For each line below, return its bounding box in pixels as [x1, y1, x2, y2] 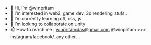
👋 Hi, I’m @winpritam [10, 5, 54, 11]
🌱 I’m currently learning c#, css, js [10, 16, 82, 21]
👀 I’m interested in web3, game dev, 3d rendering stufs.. [10, 10, 128, 16]
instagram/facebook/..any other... [10, 34, 80, 40]
